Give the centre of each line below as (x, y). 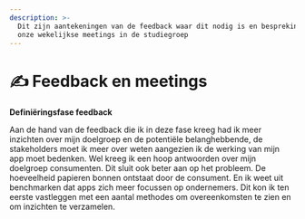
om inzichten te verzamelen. (62, 207)
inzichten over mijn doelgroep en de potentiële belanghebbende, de (136, 139)
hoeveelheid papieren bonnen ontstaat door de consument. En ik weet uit (147, 178)
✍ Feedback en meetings (108, 81)
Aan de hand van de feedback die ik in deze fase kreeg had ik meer (135, 130)
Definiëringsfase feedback (61, 112)
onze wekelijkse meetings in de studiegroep (103, 34)
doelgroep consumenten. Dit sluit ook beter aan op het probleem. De (138, 168)
